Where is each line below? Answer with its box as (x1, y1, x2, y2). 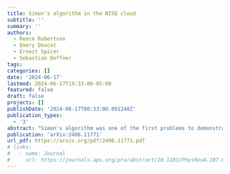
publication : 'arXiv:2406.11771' (7, 131, 103, 138)
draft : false (7, 93, 44, 100)
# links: (7, 144, 32, 151)
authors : (7, 29, 32, 36)
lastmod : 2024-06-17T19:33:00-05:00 (7, 80, 112, 87)
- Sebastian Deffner (13, 55, 72, 62)
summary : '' (7, 23, 41, 29)
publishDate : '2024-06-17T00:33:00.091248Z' (7, 105, 136, 112)
